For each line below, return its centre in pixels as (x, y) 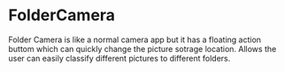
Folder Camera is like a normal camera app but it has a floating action (135, 40)
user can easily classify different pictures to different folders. (119, 58)
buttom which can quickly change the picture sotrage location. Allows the (142, 48)
